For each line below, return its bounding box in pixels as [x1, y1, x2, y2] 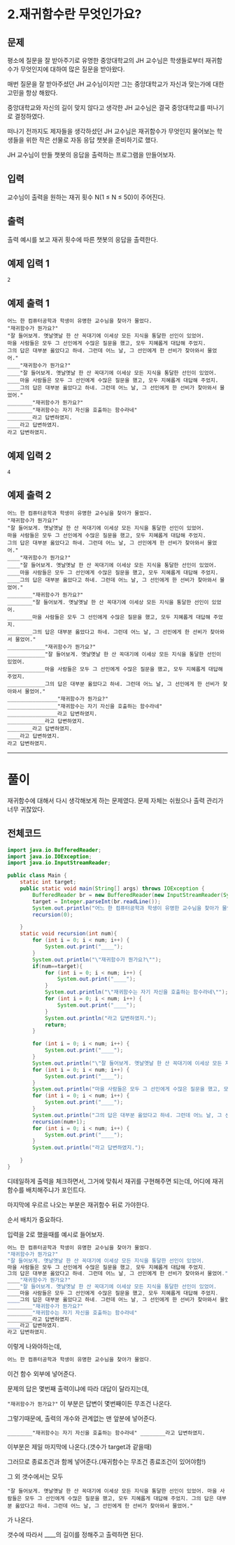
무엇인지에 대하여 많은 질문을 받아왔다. [20, 65, 125, 73]
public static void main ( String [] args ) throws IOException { [20, 885, 205, 892]
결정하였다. [14, 113, 45, 120]
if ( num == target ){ [32, 963, 83, 970]
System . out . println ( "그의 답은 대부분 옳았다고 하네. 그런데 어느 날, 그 [32, 1112, 222, 1119]
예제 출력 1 [7, 297, 50, 309]
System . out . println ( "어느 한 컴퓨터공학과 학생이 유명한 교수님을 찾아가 [32, 905, 220, 912]
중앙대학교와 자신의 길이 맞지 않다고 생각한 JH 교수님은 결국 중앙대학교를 [7, 103, 206, 112]
